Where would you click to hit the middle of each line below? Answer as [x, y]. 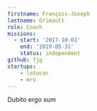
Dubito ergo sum [32, 100]
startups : [22, 66]
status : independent [50, 54]
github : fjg [25, 60]
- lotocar [35, 73]
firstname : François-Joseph [49, 14]
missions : [22, 34]
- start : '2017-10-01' [47, 40]
